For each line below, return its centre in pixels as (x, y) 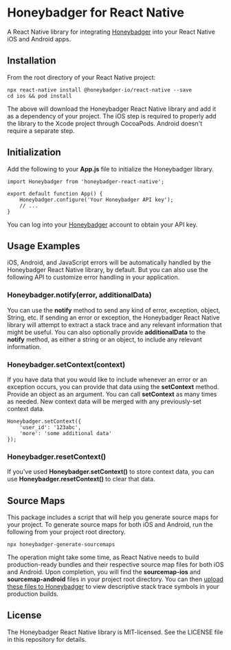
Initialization (34, 153)
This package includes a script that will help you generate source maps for (113, 517)
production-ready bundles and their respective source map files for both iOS (115, 565)
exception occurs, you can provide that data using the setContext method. (113, 386)
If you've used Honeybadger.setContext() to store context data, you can (111, 472)
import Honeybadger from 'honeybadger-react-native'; (86, 181)
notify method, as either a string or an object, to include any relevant (104, 339)
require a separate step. (41, 130)
